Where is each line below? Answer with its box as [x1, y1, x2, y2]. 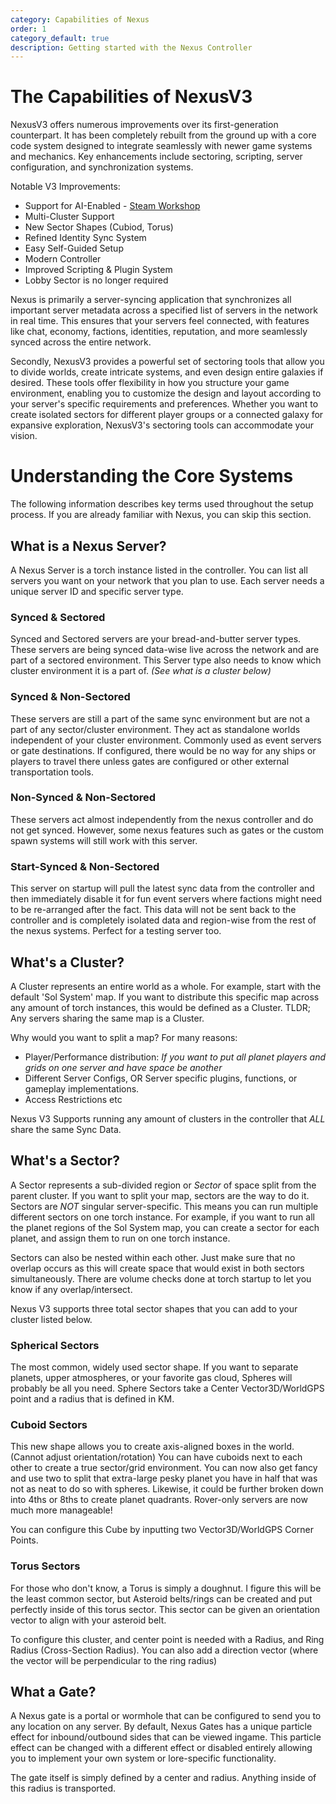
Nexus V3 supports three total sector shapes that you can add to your [10, 1302, 298, 1315]
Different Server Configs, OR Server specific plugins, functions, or [24, 1072, 298, 1084]
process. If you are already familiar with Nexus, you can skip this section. [10, 509, 312, 521]
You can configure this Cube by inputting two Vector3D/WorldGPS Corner [10, 1524, 315, 1536]
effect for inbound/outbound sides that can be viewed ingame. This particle [10, 1731, 322, 1743]
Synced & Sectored [10, 610, 106, 624]
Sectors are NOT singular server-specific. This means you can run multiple [10, 1200, 319, 1212]
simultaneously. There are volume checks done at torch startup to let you [10, 1272, 312, 1285]
